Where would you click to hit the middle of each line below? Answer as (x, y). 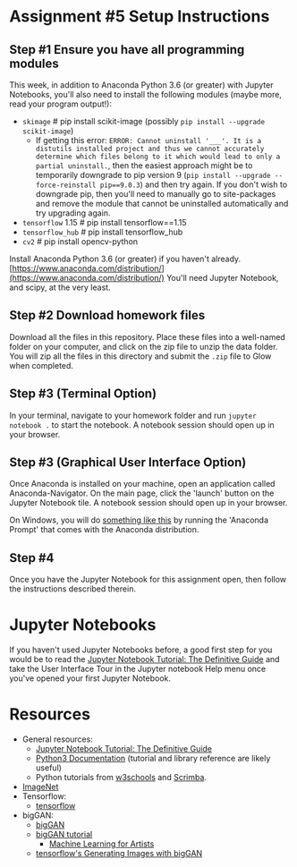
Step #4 (32, 558)
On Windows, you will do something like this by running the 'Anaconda (139, 520)
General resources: (58, 739)
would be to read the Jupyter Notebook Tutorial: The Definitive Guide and (144, 659)
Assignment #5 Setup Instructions (140, 17)
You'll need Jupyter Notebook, (223, 278)
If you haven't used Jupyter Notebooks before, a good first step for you (141, 650)
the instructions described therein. (73, 589)
